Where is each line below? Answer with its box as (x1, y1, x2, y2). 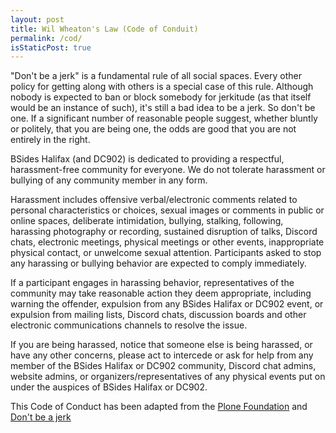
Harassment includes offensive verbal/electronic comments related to (10, 194, 298, 206)
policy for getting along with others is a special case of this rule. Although (10, 81, 314, 93)
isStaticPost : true (10, 42, 92, 53)
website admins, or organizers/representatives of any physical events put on (10, 371, 326, 383)
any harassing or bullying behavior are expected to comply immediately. (10, 257, 307, 270)
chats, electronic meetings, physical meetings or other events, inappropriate (10, 236, 325, 248)
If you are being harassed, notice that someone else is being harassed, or (10, 339, 313, 351)
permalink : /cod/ (10, 33, 83, 43)
